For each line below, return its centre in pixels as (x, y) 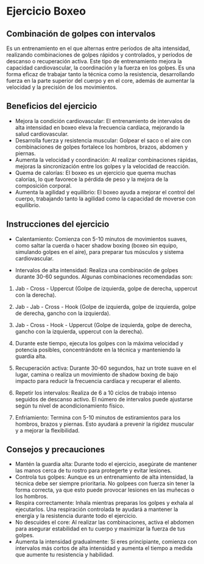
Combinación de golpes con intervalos (81, 34)
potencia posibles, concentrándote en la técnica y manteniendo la (98, 350)
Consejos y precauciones (56, 450)
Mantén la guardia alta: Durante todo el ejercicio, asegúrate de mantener (106, 464)
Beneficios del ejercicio (52, 106)
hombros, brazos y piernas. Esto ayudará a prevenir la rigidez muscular (104, 424)
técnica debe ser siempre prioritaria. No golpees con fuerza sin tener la (105, 484)
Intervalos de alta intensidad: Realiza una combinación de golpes (97, 270)
